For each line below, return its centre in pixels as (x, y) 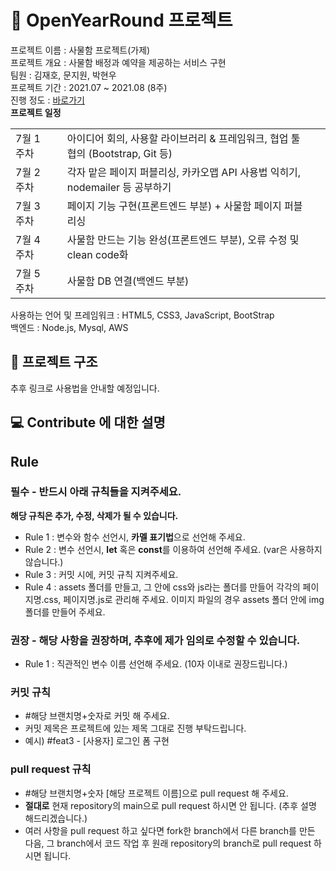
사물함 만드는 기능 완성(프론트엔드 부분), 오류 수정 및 (183, 239)
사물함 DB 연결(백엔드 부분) (128, 281)
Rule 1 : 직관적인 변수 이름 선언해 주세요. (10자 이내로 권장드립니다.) (156, 664)
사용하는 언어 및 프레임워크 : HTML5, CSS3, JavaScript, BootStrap (142, 315)
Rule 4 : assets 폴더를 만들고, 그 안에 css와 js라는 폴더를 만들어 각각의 (162, 587)
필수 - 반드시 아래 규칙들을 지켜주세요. (96, 492)
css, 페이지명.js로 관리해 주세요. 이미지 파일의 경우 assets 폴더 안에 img (184, 599)
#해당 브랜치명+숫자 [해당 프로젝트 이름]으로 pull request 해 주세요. (156, 793)
